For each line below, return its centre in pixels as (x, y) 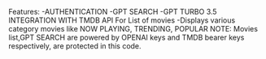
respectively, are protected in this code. (75, 46)
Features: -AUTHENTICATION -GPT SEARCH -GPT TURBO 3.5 (113, 12)
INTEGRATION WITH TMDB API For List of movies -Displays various (122, 20)
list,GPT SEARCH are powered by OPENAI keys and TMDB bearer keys (126, 37)
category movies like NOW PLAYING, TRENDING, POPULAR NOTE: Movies (133, 29)
